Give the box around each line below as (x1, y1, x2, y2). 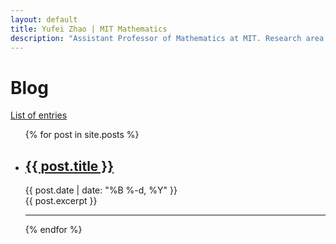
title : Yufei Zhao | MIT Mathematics (10, 24, 168, 34)
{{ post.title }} (24, 157, 115, 175)
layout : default (10, 14, 78, 25)
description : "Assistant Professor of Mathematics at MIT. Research (10, 33, 302, 43)
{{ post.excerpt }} (24, 195, 98, 207)
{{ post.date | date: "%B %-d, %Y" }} (24, 184, 178, 196)
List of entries (10, 109, 68, 121)
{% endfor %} (24, 224, 83, 236)
